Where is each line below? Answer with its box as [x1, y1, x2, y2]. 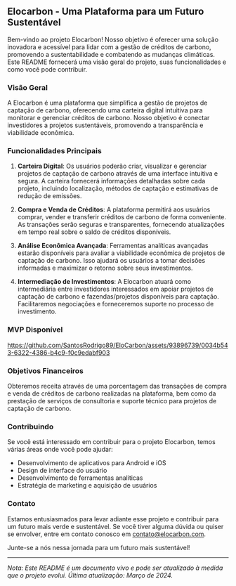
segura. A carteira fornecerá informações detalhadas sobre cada [17, 177, 206, 185]
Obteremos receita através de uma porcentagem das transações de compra [7, 382, 227, 390]
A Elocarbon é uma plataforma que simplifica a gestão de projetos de [7, 98, 208, 108]
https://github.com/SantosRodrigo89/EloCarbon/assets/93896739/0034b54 [7, 341, 228, 349]
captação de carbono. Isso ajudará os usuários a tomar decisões [17, 256, 206, 265]
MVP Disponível [7, 325, 63, 334]
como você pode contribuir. [7, 65, 88, 73]
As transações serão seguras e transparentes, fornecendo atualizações [17, 221, 225, 229]
